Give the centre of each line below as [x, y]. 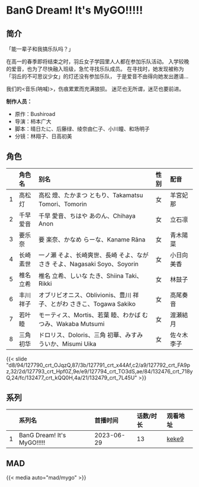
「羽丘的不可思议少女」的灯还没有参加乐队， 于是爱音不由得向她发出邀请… [97, 76]
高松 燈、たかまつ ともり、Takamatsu [91, 195]
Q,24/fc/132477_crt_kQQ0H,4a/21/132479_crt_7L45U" [72, 378]
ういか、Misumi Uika [67, 344]
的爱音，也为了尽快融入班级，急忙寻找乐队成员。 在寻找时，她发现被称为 [95, 69]
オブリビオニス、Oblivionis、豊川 [85, 295]
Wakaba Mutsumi [80, 324]
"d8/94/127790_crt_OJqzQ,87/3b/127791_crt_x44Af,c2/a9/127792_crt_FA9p [98, 365]
